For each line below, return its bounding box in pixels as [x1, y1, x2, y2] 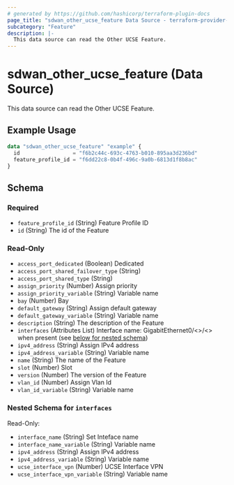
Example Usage [7, 124, 77, 136]
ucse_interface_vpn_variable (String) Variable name [17, 470, 169, 478]
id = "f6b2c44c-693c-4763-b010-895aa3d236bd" [13, 150, 198, 157]
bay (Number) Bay [17, 296, 70, 305]
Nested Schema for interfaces [7, 403, 113, 413]
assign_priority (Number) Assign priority [17, 282, 138, 290]
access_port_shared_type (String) [17, 274, 113, 283]
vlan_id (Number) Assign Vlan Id [17, 378, 112, 386]
